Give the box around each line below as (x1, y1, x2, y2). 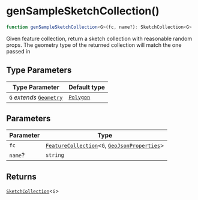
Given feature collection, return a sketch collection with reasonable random (6, 35, 193, 42)
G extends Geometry (9, 93, 63, 102)
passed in (6, 47, 31, 55)
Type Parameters (6, 65, 72, 76)
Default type (68, 83, 105, 91)
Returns (6, 171, 37, 181)
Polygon (68, 94, 91, 100)
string (45, 152, 65, 159)
